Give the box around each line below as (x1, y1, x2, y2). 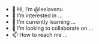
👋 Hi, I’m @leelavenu (11, 6, 63, 12)
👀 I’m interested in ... (11, 12, 63, 19)
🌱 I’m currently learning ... (11, 18, 76, 25)
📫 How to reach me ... (11, 32, 68, 38)
